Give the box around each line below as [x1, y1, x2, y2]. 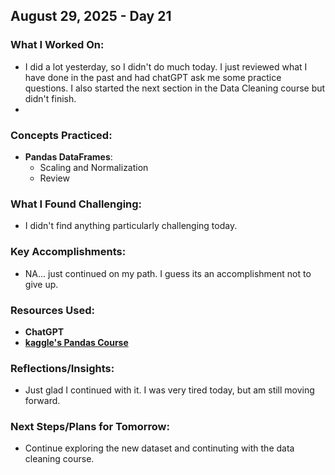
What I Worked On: [10, 38, 105, 52]
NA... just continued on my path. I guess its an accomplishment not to [24, 267, 312, 279]
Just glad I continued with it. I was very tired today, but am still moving [24, 384, 315, 396]
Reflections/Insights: [10, 361, 115, 375]
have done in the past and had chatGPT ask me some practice [24, 71, 282, 83]
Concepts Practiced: [10, 128, 113, 142]
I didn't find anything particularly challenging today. [24, 220, 238, 232]
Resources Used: [10, 303, 95, 317]
